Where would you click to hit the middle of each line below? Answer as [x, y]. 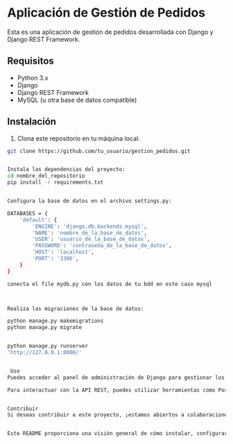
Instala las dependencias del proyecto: [67, 170]
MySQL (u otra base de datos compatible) [77, 100]
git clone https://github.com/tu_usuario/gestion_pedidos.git [99, 151]
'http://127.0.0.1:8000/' [44, 353]
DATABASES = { [28, 213]
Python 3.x [33, 78]
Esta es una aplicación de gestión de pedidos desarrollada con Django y [110, 32]
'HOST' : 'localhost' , [63, 252]
